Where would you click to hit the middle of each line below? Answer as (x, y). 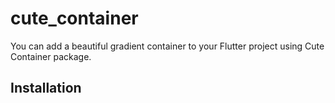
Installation (46, 88)
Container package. (51, 56)
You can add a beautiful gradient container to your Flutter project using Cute (167, 46)
